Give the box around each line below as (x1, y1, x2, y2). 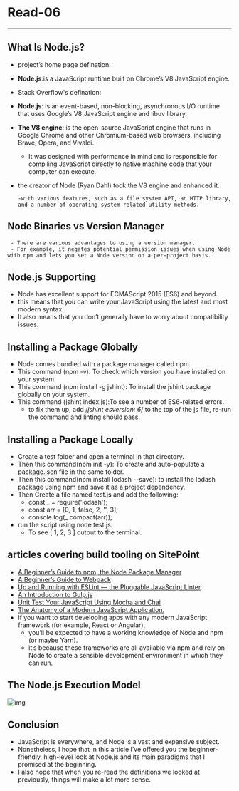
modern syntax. (17, 305, 64, 314)
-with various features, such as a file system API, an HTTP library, (17, 195, 232, 202)
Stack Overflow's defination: (17, 88, 102, 96)
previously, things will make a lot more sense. (17, 775, 152, 784)
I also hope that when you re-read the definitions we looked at (17, 767, 201, 777)
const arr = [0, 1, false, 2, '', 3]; (28, 505, 119, 514)
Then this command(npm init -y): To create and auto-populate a (17, 460, 205, 468)
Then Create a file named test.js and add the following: (17, 490, 179, 499)
